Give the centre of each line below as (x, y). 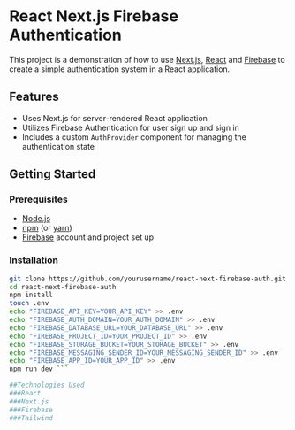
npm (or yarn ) (47, 228)
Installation (34, 260)
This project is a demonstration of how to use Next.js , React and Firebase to (147, 59)
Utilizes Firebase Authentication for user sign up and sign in (131, 127)
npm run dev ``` (39, 369)
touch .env (29, 303)
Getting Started (53, 174)
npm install (31, 295)
